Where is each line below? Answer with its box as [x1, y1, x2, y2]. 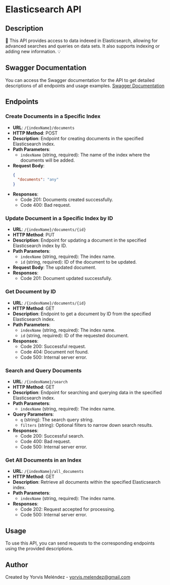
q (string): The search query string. [20, 417, 94, 423]
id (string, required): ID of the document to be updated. [20, 259, 137, 265]
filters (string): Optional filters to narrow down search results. [20, 422, 153, 428]
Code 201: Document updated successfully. [20, 275, 112, 281]
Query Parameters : [12, 411, 55, 418]
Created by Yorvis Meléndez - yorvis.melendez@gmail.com [5, 574, 131, 580]
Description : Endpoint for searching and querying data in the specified [12, 389, 162, 396]
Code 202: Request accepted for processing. [20, 506, 115, 512]
